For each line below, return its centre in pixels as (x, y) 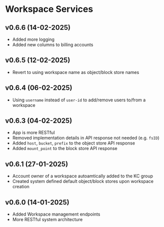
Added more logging (33, 39)
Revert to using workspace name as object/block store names (76, 72)
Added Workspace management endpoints (56, 214)
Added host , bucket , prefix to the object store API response (74, 143)
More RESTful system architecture (47, 220)
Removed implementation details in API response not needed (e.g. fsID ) (86, 138)
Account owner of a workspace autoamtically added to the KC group (82, 176)
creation (21, 187)
